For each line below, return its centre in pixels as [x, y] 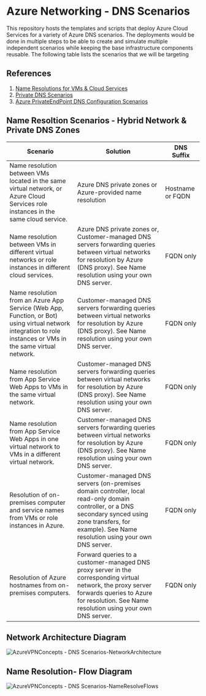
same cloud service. [38, 219]
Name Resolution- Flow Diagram [69, 671]
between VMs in [33, 244]
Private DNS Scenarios [44, 95]
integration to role [35, 331]
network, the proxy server [114, 585]
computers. [54, 592]
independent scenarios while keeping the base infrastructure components [100, 48]
